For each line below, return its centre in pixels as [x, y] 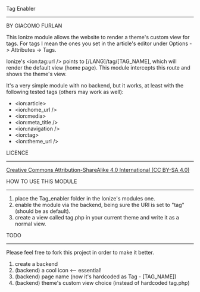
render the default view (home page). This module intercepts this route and [98, 67]
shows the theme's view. [36, 74]
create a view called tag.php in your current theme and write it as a [97, 217]
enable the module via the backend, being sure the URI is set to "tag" [99, 205]
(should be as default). [43, 211]
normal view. [30, 224]
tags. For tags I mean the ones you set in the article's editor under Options [97, 43]
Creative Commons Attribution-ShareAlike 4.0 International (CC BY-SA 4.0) [98, 170]
